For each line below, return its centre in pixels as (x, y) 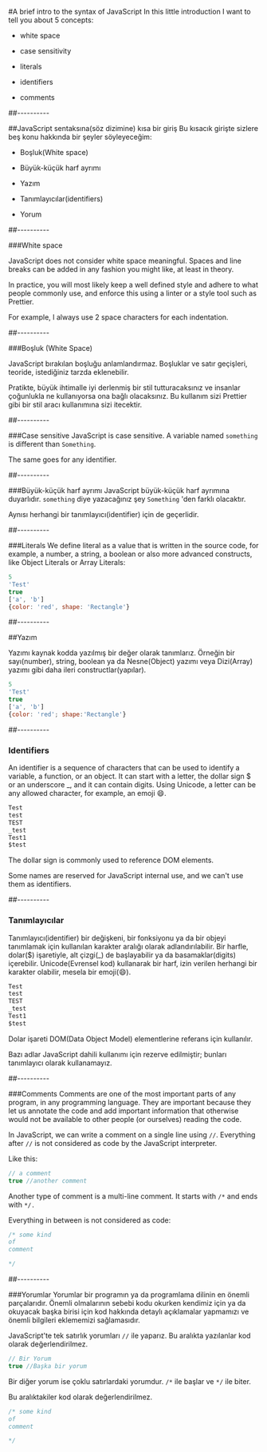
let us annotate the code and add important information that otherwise (124, 1111)
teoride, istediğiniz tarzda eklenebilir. (69, 372)
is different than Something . (52, 444)
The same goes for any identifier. (63, 459)
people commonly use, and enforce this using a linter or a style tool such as (133, 293)
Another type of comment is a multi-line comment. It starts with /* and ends (133, 1196)
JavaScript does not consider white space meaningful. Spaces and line (125, 261)
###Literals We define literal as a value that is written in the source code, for (133, 545)
